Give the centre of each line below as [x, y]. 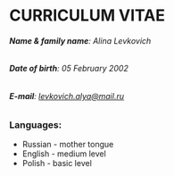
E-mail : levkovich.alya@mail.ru [67, 96]
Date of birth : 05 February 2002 [69, 69]
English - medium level [64, 154]
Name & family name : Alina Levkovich [80, 40]
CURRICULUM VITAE [87, 16]
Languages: [36, 124]
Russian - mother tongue [68, 144]
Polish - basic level [57, 163]
